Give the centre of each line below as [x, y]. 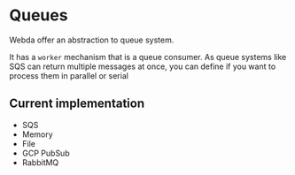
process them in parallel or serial [69, 75]
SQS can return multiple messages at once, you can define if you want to [143, 66]
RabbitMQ [40, 162]
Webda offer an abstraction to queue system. [92, 40]
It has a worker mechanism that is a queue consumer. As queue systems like [148, 57]
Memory [37, 134]
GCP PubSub [46, 153]
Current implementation [77, 104]
